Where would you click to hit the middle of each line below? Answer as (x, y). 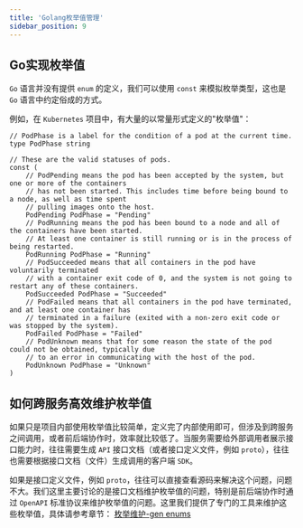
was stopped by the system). (64, 326)
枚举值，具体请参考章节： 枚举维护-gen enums (104, 514)
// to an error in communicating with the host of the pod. (141, 358)
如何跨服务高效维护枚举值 (80, 403)
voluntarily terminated (54, 271)
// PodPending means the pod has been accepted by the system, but (155, 176)
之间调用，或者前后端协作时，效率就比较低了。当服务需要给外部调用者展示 (147, 438)
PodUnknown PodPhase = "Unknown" (88, 366)
